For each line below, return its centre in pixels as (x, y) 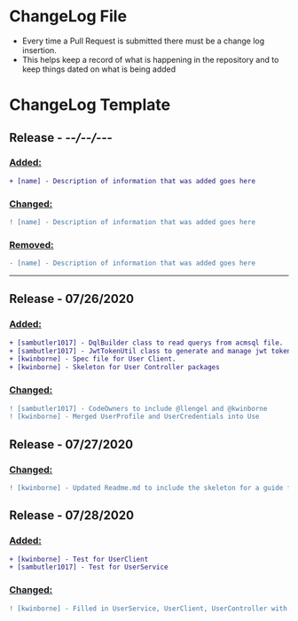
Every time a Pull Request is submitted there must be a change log (143, 41)
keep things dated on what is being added (99, 69)
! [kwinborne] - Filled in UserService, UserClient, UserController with (149, 609)
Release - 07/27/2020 (71, 444)
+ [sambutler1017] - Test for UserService (89, 567)
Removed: (31, 245)
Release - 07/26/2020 (72, 299)
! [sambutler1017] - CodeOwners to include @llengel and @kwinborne (138, 408)
